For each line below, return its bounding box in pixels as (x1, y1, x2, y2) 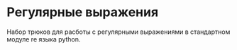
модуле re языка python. (6, 35, 81, 43)
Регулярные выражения (6, 4, 159, 20)
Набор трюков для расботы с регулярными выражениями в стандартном (6, 27, 231, 36)
